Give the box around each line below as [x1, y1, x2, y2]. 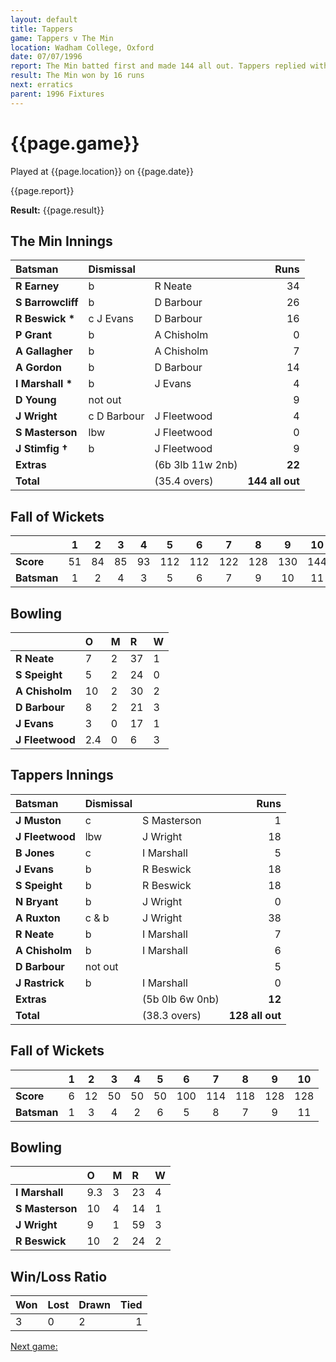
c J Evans [88, 312, 134, 326]
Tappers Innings [10, 767, 114, 784]
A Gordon [15, 361, 63, 375]
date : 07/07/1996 [10, 52, 83, 62]
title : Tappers [10, 24, 74, 34]
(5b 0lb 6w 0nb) [142, 992, 220, 1006]
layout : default [10, 14, 78, 25]
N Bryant [15, 894, 59, 908]
